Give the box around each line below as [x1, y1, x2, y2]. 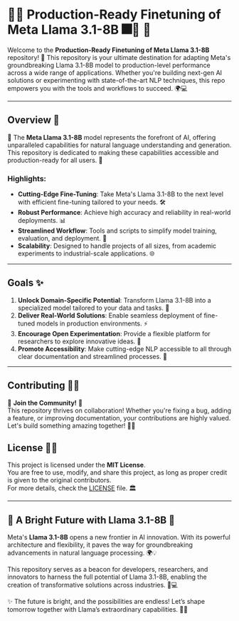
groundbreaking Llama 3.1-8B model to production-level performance [7, 61, 211, 69]
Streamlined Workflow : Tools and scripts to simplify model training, [17, 226, 217, 235]
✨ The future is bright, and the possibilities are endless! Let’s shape [7, 597, 205, 606]
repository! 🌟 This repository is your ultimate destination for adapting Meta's [7, 53, 231, 61]
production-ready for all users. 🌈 [7, 156, 103, 164]
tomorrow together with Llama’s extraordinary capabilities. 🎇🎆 [7, 605, 188, 614]
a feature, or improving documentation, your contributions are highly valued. [7, 413, 231, 422]
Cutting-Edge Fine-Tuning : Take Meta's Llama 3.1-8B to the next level [17, 190, 224, 198]
